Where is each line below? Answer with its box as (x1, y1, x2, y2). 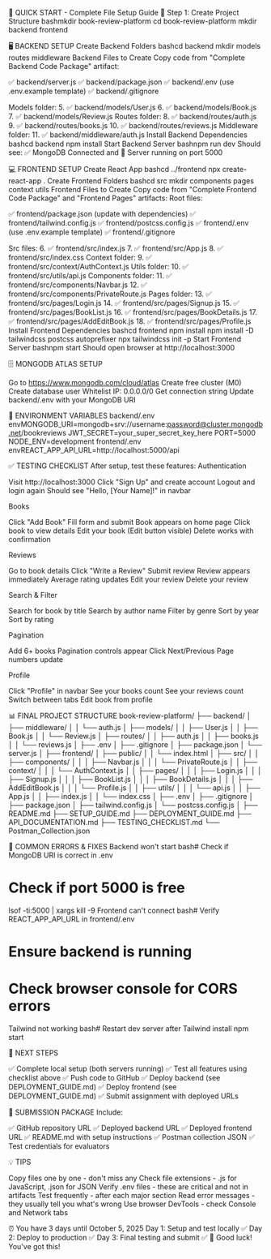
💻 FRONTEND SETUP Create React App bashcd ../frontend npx (8, 165, 221, 174)
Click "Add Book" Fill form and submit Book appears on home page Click (8, 518, 251, 526)
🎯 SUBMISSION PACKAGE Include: (8, 1107, 124, 1117)
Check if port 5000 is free (8, 879, 186, 897)
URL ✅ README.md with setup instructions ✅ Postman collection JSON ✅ (8, 1132, 256, 1142)
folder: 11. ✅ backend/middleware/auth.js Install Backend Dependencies (8, 130, 248, 140)
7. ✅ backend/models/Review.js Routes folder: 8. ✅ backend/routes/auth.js (8, 112, 257, 121)
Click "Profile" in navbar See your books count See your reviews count (8, 686, 244, 695)
